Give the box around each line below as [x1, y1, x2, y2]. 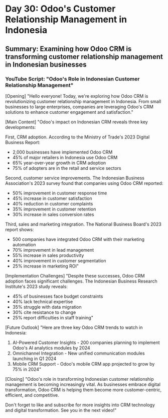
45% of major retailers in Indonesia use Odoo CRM [12, 154, 118, 160]
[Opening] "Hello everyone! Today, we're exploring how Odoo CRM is [5, 93, 148, 99]
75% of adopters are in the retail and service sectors [12, 165, 121, 171]
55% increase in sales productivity [12, 252, 84, 258]
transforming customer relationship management [5, 52, 163, 61]
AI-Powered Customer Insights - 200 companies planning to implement [12, 339, 160, 345]
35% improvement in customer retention [12, 206, 96, 212]
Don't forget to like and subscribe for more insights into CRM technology [5, 401, 155, 408]
